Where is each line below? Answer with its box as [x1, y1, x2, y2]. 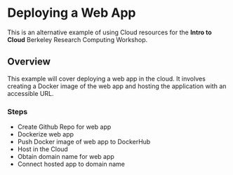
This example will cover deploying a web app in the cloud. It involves [7, 74, 206, 83]
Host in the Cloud [17, 145, 68, 153]
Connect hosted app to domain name [17, 160, 125, 169]
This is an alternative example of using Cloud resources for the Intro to [7, 28, 212, 36]
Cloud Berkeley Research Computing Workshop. [7, 35, 148, 43]
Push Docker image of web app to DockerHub [17, 138, 151, 146]
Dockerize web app [17, 130, 74, 139]
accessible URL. [7, 89, 54, 97]
